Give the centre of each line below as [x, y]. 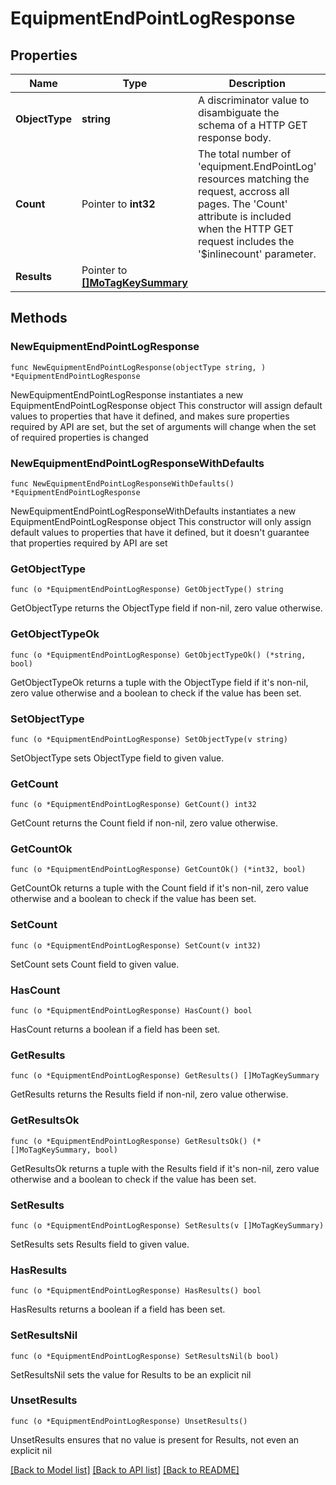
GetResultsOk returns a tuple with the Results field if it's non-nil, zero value [165, 1168]
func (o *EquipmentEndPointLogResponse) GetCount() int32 [133, 805]
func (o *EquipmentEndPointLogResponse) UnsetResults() [129, 1421]
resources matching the [253, 179]
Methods [39, 318]
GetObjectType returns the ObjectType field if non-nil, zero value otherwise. [166, 608]
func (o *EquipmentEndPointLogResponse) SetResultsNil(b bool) [145, 1356]
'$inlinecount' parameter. [257, 254]
